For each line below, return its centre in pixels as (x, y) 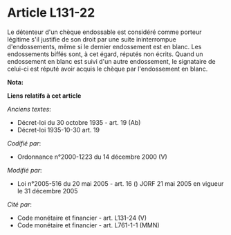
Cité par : (20, 204)
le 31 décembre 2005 (47, 191)
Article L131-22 (51, 13)
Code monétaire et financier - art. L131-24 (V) (82, 218)
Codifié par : (24, 143)
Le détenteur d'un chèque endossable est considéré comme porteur (104, 32)
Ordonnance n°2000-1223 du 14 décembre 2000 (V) (92, 157)
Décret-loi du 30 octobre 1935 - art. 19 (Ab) (79, 122)
